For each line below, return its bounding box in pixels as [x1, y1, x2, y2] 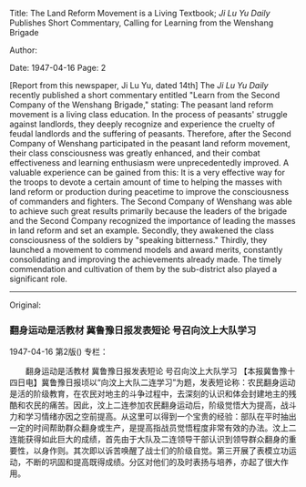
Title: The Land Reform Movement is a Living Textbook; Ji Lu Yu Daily [9, 8, 270, 18]
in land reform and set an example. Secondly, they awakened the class [9, 225, 275, 236]
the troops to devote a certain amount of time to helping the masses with [9, 177, 282, 188]
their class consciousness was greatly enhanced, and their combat [9, 147, 261, 158]
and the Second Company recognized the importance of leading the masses [9, 216, 296, 226]
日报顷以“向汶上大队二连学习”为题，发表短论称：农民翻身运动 [65, 377, 296, 388]
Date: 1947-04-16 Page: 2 [9, 63, 107, 73]
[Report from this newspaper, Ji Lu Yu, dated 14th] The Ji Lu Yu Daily [9, 80, 269, 90]
